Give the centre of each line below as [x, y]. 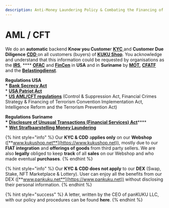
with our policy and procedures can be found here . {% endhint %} [74, 199]
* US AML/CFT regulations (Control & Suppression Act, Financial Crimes [81, 96]
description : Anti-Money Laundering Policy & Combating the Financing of [84, 10]
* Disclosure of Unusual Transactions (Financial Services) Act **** [76, 122]
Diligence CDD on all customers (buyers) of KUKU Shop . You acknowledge [84, 54]
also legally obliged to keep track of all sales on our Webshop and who [79, 153]
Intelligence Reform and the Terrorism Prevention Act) [61, 107]
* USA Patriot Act [24, 91]
